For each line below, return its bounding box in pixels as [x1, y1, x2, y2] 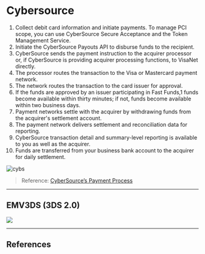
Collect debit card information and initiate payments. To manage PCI [15, 24, 187, 31]
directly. [15, 62, 36, 70]
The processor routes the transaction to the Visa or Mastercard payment [15, 69, 198, 76]
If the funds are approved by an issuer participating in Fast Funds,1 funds [15, 88, 199, 96]
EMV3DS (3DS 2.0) [6, 200, 81, 211]
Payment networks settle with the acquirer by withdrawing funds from [15, 108, 191, 115]
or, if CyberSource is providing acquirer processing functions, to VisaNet [15, 56, 198, 63]
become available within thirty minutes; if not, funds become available [15, 95, 192, 102]
